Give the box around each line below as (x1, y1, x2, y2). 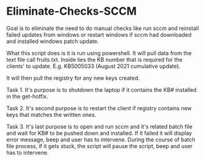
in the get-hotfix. (6, 92, 49, 100)
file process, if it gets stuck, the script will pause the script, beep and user (6, 142, 193, 149)
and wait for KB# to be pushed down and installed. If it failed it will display (6, 129, 192, 137)
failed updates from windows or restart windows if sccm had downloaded (6, 31, 192, 38)
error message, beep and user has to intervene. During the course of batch (6, 136, 195, 143)
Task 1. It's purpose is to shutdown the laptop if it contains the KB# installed (6, 86, 197, 93)
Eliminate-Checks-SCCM (6, 4, 137, 18)
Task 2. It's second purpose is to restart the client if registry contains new (6, 104, 192, 111)
